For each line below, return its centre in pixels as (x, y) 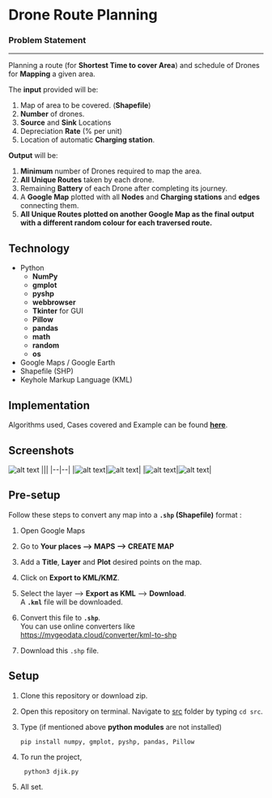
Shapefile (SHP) (47, 371)
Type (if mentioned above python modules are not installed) (121, 727)
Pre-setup (34, 495)
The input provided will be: (53, 90)
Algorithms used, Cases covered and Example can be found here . (118, 425)
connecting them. (49, 206)
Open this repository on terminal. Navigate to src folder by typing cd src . (141, 711)
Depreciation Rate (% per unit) (71, 131)
